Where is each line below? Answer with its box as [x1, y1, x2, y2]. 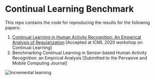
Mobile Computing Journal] [12, 60, 67, 66]
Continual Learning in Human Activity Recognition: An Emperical [12, 34, 141, 40]
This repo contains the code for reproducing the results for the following [5, 20, 150, 25]
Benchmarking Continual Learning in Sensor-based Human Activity [12, 50, 147, 56]
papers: [5, 24, 20, 30]
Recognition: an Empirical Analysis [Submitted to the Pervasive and [12, 55, 147, 60]
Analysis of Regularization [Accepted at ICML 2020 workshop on [12, 39, 143, 45]
